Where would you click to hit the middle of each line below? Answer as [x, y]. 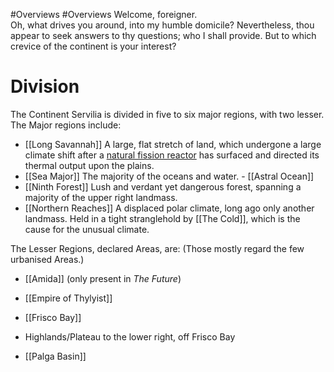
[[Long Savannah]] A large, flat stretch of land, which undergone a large [173, 144]
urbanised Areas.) [47, 259]
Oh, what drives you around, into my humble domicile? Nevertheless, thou [162, 25]
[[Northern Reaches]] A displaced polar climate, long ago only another [169, 208]
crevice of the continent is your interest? [93, 46]
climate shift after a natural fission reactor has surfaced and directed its [172, 155]
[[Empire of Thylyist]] [68, 298]
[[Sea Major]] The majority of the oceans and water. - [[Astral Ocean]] [169, 176]
